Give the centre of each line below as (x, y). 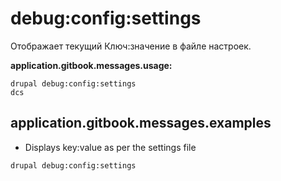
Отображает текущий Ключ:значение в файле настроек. (131, 46)
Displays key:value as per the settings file (110, 147)
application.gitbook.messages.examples (141, 123)
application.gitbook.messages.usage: (91, 65)
